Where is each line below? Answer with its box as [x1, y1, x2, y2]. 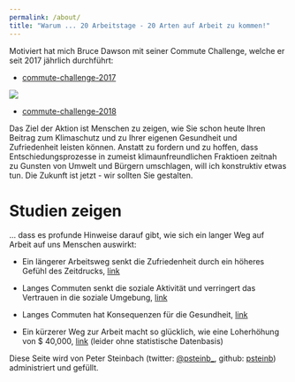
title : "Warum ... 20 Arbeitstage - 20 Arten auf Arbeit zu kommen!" [9, 21, 271, 30]
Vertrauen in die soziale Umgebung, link [21, 293, 168, 303]
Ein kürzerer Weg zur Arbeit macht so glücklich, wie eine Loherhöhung [21, 326, 280, 337]
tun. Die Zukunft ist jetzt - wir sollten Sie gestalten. [9, 170, 193, 180]
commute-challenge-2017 [21, 72, 117, 82]
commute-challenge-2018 [21, 105, 117, 116]
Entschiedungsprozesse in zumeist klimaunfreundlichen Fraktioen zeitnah [9, 151, 277, 162]
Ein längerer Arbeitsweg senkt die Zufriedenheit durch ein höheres [21, 256, 265, 267]
